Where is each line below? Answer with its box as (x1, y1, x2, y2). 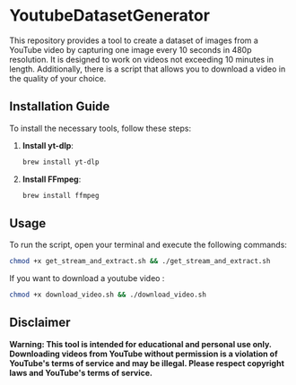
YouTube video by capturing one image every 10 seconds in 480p (9, 44, 252, 55)
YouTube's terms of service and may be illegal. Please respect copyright (9, 357, 285, 368)
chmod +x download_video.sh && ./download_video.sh (9, 290, 206, 300)
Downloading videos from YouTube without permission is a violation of (9, 348, 278, 359)
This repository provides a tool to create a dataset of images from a (9, 35, 258, 46)
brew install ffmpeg (22, 191, 100, 200)
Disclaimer (9, 315, 71, 330)
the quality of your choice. (9, 73, 107, 83)
